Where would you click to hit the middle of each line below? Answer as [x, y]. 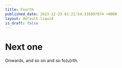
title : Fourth [20, 9]
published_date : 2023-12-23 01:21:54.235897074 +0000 [61, 14]
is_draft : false [22, 23]
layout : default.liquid [29, 18]
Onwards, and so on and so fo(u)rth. [42, 61]
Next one [24, 47]
